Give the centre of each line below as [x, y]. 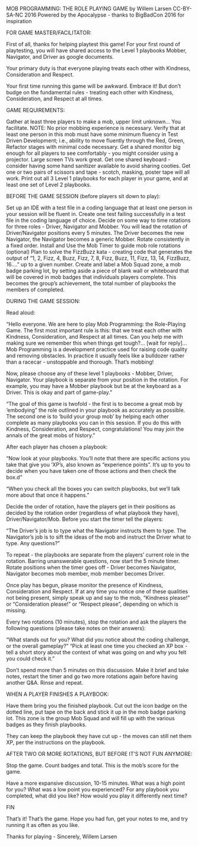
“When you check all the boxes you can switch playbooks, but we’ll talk [93, 489]
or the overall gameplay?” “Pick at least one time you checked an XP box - [97, 646]
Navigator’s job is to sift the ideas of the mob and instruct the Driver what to [99, 537]
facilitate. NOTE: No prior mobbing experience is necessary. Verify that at [96, 128]
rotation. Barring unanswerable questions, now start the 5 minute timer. [93, 561]
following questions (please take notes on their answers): [76, 628]
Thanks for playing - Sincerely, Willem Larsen [62, 837]
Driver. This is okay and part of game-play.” [59, 392]
